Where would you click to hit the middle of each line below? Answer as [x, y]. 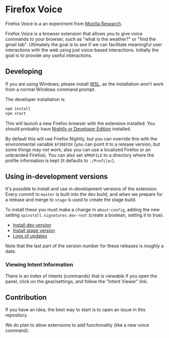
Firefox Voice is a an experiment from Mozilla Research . [64, 24]
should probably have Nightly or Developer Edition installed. [68, 129]
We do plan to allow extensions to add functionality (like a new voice [77, 325]
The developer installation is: [35, 99]
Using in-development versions [57, 176]
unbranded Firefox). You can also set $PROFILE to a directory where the [80, 155]
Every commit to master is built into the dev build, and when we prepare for [84, 194]
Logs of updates [30, 236]
